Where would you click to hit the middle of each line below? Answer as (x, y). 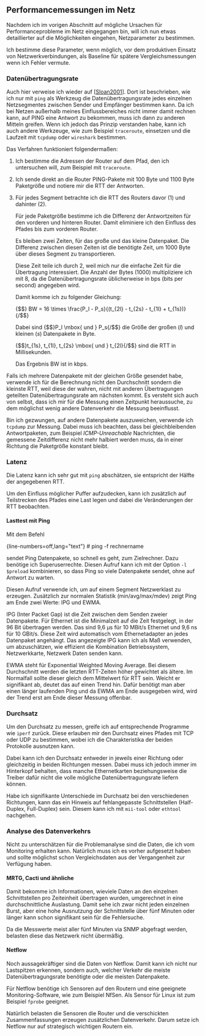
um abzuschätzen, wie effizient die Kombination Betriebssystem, (88, 646)
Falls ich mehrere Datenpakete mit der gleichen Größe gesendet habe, (95, 376)
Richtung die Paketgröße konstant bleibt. (58, 446)
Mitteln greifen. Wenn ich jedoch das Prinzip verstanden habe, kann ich (96, 124)
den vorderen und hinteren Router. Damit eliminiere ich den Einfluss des (106, 223)
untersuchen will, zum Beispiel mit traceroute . (73, 168)
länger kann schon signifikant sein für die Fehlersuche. (76, 917)
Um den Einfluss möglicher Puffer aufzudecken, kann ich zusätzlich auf (96, 494)
